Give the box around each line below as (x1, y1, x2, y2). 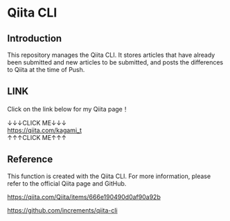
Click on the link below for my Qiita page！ (7, 105, 130, 113)
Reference (7, 154, 53, 166)
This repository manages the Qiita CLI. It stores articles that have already (7, 51, 215, 59)
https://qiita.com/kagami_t (7, 126, 82, 134)
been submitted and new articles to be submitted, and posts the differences (7, 58, 224, 67)
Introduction (7, 33, 62, 44)
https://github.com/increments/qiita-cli (7, 206, 118, 214)
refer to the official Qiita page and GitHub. (7, 179, 127, 188)
